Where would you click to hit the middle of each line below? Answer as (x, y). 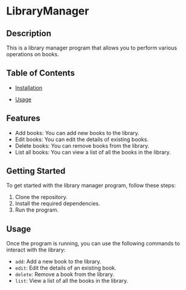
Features (23, 118)
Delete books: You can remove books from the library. (82, 145)
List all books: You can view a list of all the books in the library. (93, 152)
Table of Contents (41, 73)
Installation (29, 87)
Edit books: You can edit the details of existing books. (82, 139)
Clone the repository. (41, 197)
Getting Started (36, 171)
